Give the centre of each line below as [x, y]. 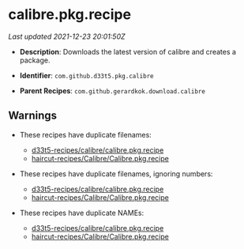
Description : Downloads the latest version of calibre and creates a [128, 51]
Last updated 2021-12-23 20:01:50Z [67, 36]
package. [35, 60]
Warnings [33, 116]
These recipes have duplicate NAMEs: [82, 213]
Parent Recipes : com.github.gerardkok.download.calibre [112, 91]
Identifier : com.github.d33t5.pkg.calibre [86, 75]
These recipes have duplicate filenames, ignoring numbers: [116, 174]
